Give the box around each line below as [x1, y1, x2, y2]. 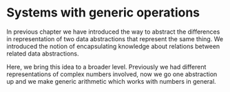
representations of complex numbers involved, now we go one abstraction [6, 70, 218, 78]
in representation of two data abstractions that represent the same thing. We [6, 34, 224, 43]
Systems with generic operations [6, 5, 200, 21]
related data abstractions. [6, 49, 80, 58]
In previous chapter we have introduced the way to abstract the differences [6, 27, 220, 36]
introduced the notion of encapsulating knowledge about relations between [6, 42, 220, 50]
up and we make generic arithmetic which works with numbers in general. [6, 77, 216, 85]
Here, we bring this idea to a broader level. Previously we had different [6, 62, 207, 71]
